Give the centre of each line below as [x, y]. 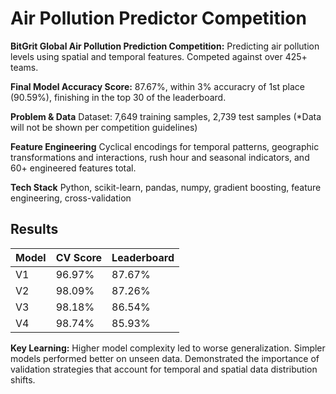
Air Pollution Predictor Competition [158, 18]
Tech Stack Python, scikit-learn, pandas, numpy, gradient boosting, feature [166, 187]
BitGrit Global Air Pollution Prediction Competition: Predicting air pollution [165, 46]
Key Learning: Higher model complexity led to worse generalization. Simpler [168, 348]
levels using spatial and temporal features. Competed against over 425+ [159, 56]
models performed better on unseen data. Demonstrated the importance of [165, 358]
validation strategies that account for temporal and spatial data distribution [164, 369]
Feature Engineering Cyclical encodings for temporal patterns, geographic [165, 146]
